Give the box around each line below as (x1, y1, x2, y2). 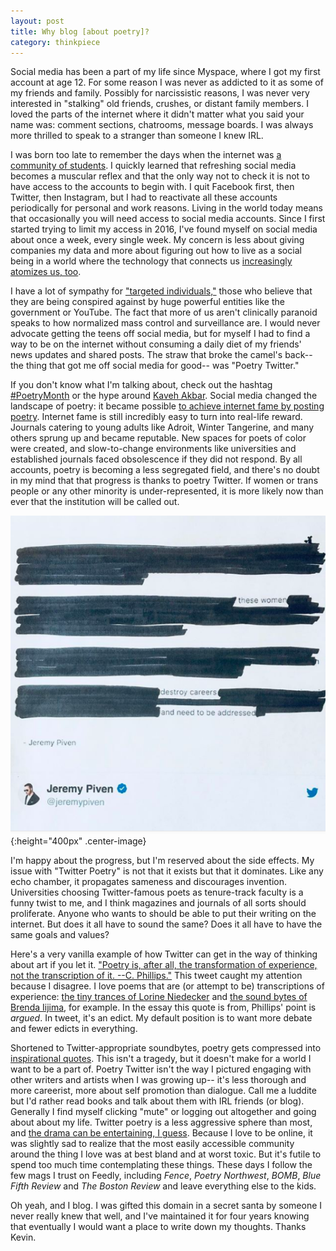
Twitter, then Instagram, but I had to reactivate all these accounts (10, 191, 278, 204)
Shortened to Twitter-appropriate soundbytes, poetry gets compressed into (10, 1042, 322, 1054)
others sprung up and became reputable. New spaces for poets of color (10, 432, 307, 444)
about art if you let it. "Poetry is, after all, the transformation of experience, (10, 959, 318, 971)
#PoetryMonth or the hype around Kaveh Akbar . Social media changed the (10, 390, 318, 402)
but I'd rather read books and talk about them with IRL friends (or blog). (10, 1095, 305, 1107)
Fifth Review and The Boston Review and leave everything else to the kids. (10, 1180, 317, 1192)
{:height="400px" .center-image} (10, 835, 147, 847)
